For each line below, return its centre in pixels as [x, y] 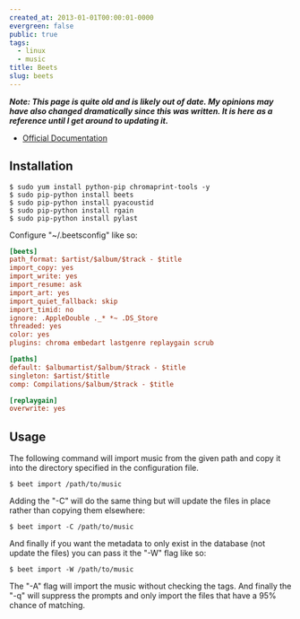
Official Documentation [64, 138]
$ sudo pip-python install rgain [72, 210]
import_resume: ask [46, 285]
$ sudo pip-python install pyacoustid [81, 203]
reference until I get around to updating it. [89, 120]
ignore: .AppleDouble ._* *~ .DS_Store [84, 318]
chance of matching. [47, 606]
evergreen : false [42, 26]
